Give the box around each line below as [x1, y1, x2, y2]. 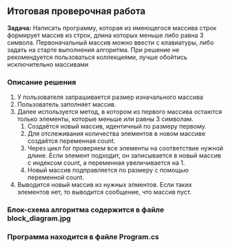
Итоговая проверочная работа [7, 5, 146, 17]
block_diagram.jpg [7, 214, 71, 223]
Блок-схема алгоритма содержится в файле [7, 205, 165, 215]
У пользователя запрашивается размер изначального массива [17, 93, 204, 102]
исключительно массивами [7, 60, 89, 68]
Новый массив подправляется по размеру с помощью [27, 166, 189, 174]
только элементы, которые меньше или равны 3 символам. [17, 115, 194, 123]
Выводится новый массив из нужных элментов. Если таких [17, 181, 193, 189]
